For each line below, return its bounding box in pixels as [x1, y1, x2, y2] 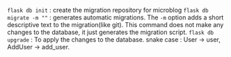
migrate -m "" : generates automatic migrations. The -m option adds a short [7, 13, 224, 22]
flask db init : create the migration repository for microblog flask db [7, 6, 209, 14]
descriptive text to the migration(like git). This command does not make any [7, 21, 224, 28]
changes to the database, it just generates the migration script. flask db [7, 28, 214, 36]
